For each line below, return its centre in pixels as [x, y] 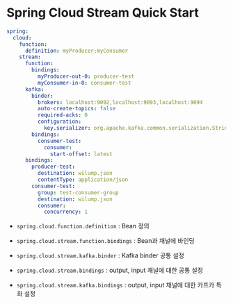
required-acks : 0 [63, 115]
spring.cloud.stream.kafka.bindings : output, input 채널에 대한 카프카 [115, 285]
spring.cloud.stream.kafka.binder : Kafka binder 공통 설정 [101, 255]
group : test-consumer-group [78, 192]
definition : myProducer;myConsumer [77, 51]
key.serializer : [67, 128]
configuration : [59, 122]
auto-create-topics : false [77, 109]
